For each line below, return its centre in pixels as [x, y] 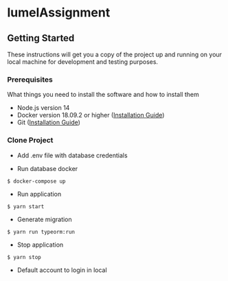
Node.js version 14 [43, 108]
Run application [39, 194]
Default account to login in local [62, 270]
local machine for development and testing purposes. [83, 62]
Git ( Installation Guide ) [49, 122]
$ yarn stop [24, 257]
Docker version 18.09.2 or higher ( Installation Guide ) [91, 115]
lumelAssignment [59, 13]
